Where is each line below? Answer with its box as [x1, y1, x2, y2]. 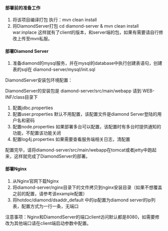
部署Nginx [5, 166, 27, 172]
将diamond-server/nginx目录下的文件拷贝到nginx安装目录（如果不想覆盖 [12, 184, 162, 190]
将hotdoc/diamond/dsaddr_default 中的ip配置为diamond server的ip [12, 197, 151, 203]
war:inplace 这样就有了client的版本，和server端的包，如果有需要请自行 [12, 29, 159, 35]
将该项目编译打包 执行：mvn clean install [12, 17, 97, 23]
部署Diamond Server [5, 48, 49, 54]
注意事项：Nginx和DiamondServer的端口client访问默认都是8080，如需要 [5, 214, 155, 220]
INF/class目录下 [5, 94, 38, 100]
